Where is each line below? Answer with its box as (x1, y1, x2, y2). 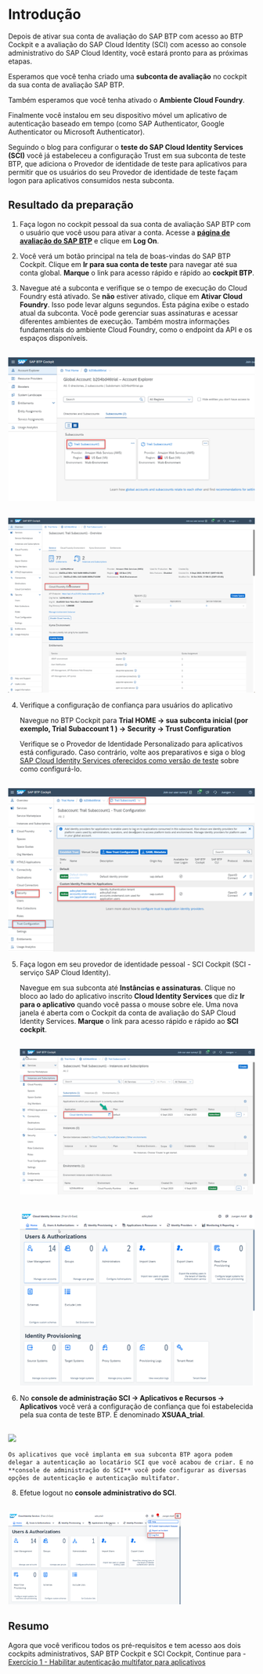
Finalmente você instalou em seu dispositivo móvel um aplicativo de (8, 110, 227, 119)
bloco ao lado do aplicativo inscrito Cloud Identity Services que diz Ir (19, 992, 245, 1001)
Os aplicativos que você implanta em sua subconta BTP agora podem (8, 1450, 233, 1458)
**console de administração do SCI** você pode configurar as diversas (8, 1466, 247, 1474)
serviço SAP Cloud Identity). (19, 968, 111, 978)
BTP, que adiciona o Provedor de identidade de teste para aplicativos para (8, 159, 247, 168)
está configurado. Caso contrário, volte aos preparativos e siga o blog (19, 747, 246, 757)
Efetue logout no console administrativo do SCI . (19, 1488, 177, 1497)
